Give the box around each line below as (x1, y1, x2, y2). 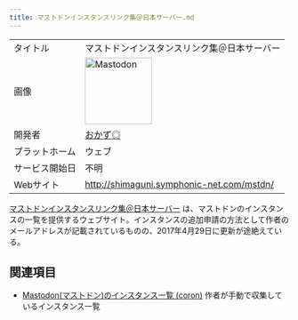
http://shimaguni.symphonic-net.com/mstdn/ (85, 178, 274, 190)
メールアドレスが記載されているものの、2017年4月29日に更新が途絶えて (9, 225, 275, 236)
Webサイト (13, 179, 60, 191)
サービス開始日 (13, 162, 77, 174)
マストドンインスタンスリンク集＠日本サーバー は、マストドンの (9, 203, 246, 213)
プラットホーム (13, 145, 77, 157)
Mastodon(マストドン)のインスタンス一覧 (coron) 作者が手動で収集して (21, 290, 283, 300)
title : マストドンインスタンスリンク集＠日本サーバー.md (9, 12, 195, 22)
